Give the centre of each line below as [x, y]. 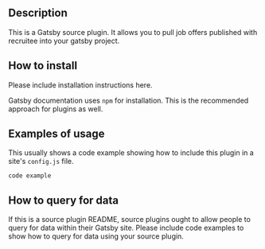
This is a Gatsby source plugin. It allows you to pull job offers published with [133, 32]
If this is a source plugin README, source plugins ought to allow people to [129, 220]
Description [38, 13]
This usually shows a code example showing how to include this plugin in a [131, 153]
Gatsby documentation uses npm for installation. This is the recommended [129, 100]
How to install [43, 66]
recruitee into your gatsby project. [64, 41]
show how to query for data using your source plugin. [96, 236]
